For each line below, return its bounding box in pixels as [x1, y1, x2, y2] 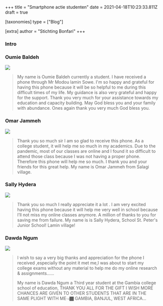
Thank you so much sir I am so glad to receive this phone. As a [17, 138, 144, 143]
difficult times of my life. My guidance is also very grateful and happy [17, 90, 157, 95]
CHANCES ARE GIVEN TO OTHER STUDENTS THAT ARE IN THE [17, 290, 147, 296]
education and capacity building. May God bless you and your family [17, 100, 156, 106]
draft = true [5, 9, 28, 15]
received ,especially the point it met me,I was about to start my [17, 260, 144, 266]
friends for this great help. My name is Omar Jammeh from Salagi [17, 164, 149, 169]
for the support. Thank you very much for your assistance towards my [17, 95, 159, 101]
